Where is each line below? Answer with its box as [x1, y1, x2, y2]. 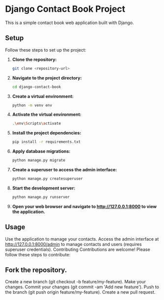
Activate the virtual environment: [12, 111, 82, 117]
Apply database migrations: [12, 148, 71, 154]
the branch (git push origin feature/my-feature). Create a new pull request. [5, 289, 156, 295]
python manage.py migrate [12, 158, 65, 163]
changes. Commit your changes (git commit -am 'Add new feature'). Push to [5, 284, 160, 290]
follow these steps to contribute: [5, 251, 71, 257]
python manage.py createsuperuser [12, 176, 83, 181]
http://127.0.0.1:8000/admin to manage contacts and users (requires [5, 241, 142, 247]
